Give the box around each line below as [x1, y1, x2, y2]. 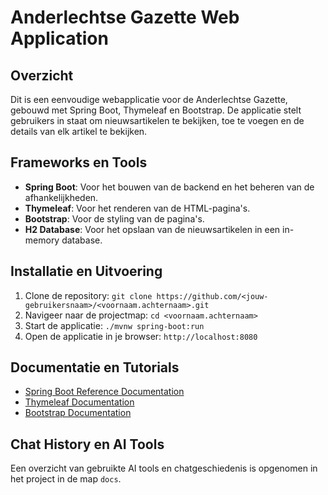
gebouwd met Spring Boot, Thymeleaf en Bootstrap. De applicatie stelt [10, 104, 302, 116]
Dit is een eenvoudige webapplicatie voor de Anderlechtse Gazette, [10, 94, 288, 105]
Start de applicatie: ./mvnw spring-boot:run [24, 319, 205, 331]
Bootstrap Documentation [24, 407, 132, 419]
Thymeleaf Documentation [24, 396, 135, 408]
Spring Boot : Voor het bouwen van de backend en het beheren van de [24, 181, 315, 193]
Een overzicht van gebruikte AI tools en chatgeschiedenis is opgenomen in [10, 462, 318, 475]
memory [24, 234, 60, 246]
